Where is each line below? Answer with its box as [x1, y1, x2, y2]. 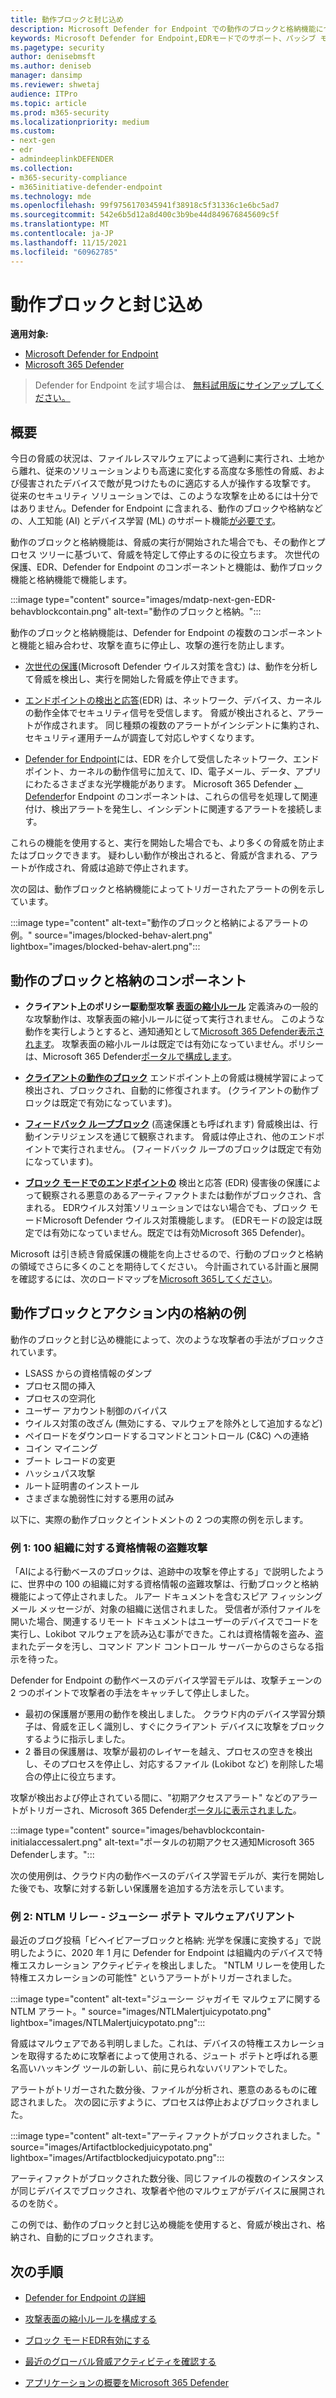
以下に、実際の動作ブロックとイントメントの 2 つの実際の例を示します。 [10, 1513, 309, 1525]
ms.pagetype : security [10, 42, 105, 53]
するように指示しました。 [24, 1733, 131, 1745]
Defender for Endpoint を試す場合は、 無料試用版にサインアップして [34, 379, 316, 391]
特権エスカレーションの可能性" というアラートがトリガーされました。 [10, 1972, 298, 1984]
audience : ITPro [10, 89, 78, 99]
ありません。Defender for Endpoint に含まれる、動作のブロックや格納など [18, 502, 323, 515]
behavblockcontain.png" [10, 606, 112, 618]
